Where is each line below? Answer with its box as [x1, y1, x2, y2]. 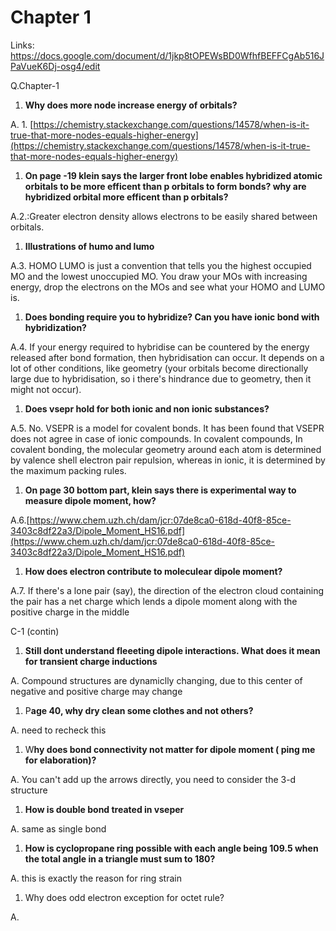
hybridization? [24, 321, 87, 333]
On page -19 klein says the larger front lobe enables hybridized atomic [24, 169, 323, 181]
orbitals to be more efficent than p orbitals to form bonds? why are [24, 180, 307, 192]
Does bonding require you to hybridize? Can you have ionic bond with [24, 311, 320, 323]
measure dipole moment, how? [24, 494, 157, 506]
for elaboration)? [24, 754, 97, 766]
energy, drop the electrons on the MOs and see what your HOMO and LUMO [10, 281, 326, 293]
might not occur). [10, 383, 82, 395]
